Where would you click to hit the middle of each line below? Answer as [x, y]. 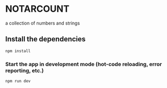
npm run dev [18, 81]
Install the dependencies [45, 39]
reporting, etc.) [25, 71]
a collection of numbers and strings [43, 23]
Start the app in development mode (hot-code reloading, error [84, 64]
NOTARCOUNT [38, 9]
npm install [18, 51]
